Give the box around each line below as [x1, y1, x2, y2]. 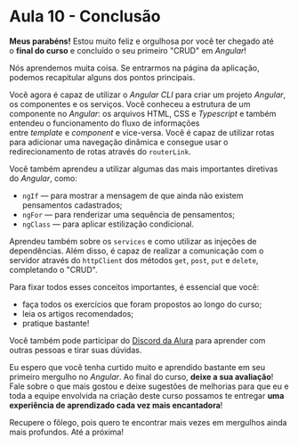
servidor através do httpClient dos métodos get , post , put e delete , [9, 254, 259, 265]
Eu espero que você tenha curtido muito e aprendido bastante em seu [9, 361, 265, 372]
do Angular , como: [9, 172, 78, 184]
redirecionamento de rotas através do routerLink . [9, 145, 191, 157]
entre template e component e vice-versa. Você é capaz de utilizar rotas [9, 127, 275, 137]
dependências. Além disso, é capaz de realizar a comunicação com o [9, 245, 264, 256]
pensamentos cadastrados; [21, 199, 123, 211]
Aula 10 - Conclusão [9, 6, 162, 27]
